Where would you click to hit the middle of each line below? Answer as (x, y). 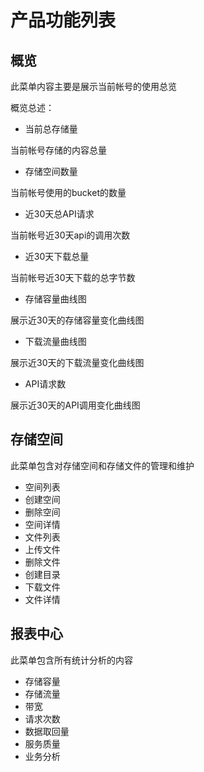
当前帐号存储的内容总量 (58, 150)
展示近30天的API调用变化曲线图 (75, 405)
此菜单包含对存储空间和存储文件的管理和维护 (102, 465)
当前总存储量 (51, 129)
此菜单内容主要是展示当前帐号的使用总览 (93, 86)
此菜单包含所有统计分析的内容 (71, 660)
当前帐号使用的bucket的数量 (68, 192)
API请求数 (45, 384)
